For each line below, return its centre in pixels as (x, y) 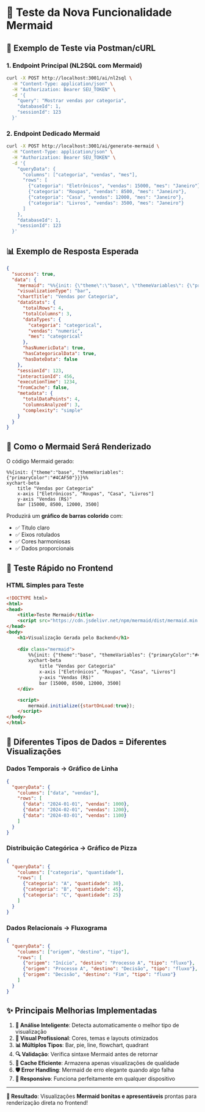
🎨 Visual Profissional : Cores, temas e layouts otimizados (87, 1038)
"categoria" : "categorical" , (65, 325)
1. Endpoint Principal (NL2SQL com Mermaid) (74, 65)
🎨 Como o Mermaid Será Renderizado (79, 447)
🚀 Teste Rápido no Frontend (60, 568)
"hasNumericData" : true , (54, 348)
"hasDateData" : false (50, 359)
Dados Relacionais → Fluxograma (57, 927)
